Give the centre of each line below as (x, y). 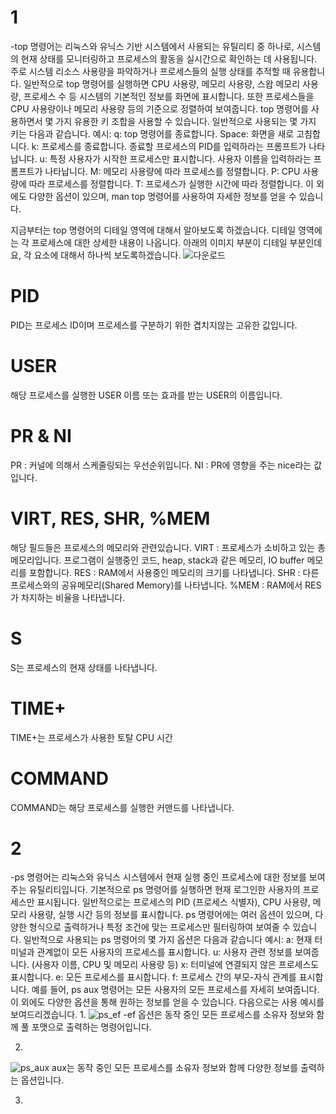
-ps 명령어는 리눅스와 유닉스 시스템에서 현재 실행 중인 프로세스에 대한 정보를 (158, 877)
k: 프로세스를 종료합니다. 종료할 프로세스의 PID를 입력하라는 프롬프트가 (169, 146)
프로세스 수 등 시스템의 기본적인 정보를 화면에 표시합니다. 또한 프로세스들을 (169, 96)
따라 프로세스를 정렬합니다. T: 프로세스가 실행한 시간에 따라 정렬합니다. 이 (171, 183)
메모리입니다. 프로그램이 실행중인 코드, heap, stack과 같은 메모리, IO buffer (157, 560)
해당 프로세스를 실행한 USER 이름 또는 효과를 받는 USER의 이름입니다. (146, 395)
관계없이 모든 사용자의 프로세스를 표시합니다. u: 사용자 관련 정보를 (164, 952)
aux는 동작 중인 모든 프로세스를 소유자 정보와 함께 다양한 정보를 (175, 1068)
